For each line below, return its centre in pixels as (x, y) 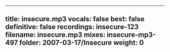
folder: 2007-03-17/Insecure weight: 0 (82, 43)
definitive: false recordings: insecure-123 (72, 27)
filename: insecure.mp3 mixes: (55, 35)
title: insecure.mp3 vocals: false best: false (75, 19)
